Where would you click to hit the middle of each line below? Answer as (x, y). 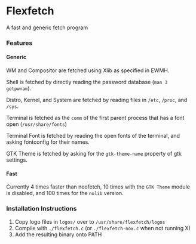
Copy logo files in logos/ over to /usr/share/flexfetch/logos (90, 221)
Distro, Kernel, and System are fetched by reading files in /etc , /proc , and (97, 100)
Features (19, 43)
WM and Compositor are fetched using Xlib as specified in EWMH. (88, 70)
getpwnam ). (19, 88)
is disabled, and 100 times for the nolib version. (65, 193)
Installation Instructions (42, 209)
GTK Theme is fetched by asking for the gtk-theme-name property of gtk (94, 154)
